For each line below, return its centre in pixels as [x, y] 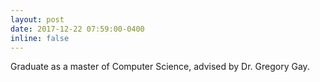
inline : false [40, 38]
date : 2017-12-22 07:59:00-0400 [77, 29]
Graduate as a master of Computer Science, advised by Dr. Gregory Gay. [160, 67]
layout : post [37, 19]
